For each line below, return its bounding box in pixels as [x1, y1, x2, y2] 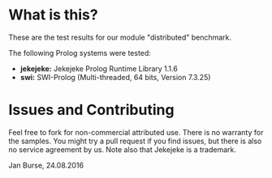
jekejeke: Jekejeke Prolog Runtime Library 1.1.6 [19, 63, 179, 74]
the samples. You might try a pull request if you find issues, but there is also [8, 136, 262, 146]
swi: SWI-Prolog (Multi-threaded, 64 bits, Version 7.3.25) [19, 72, 211, 82]
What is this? [8, 6, 99, 24]
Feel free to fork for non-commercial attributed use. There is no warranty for [8, 127, 264, 137]
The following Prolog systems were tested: [8, 48, 152, 57]
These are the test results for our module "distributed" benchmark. [8, 32, 232, 42]
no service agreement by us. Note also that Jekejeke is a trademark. [8, 144, 237, 155]
